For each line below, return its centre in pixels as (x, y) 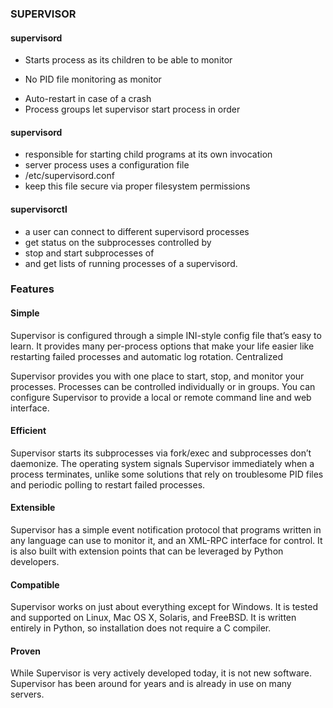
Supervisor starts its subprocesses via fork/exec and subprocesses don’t (161, 453)
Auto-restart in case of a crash (88, 99)
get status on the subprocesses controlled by (118, 242)
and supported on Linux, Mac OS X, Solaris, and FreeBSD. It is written (153, 618)
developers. (35, 562)
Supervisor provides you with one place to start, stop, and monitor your (157, 376)
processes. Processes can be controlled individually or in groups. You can (163, 386)
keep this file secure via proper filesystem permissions (137, 186)
